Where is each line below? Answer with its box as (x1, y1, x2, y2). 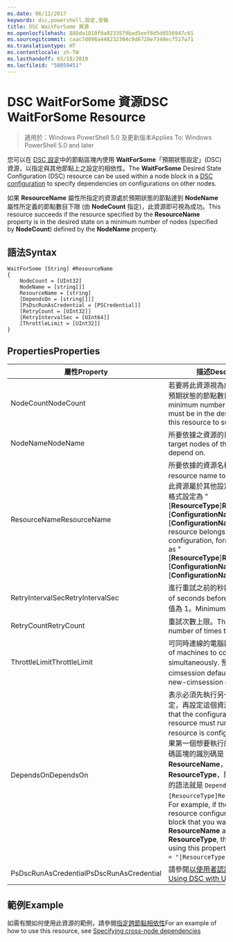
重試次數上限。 (168, 617, 217, 626)
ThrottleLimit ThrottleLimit (10, 658, 94, 667)
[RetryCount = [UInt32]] (19, 308, 92, 315)
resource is (168, 728, 205, 738)
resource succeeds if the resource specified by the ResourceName (7, 210, 200, 218)
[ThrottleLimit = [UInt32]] (19, 320, 101, 327)
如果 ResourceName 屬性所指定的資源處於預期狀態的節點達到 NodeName (7, 193, 218, 202)
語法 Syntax (7, 246, 57, 258)
